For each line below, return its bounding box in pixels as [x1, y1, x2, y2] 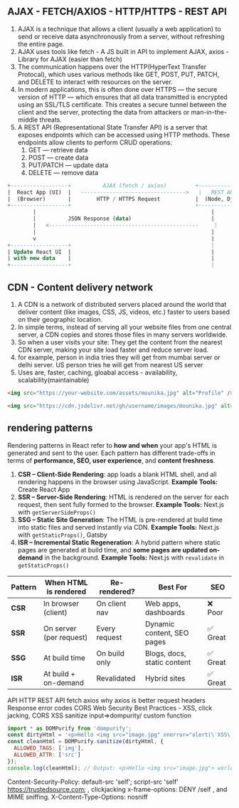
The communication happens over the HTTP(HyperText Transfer [17, 62, 207, 70]
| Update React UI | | [7, 248, 215, 256]
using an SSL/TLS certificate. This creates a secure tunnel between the [17, 100, 227, 109]
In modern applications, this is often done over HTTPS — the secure [17, 85, 218, 93]
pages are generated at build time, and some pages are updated [17, 545, 208, 554]
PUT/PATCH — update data [28, 160, 109, 169]
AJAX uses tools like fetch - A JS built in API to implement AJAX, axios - [17, 47, 229, 56]
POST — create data [28, 153, 89, 162]
